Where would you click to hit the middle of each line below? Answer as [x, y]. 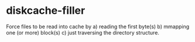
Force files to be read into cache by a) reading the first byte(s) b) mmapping [98, 26]
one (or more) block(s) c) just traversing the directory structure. [83, 32]
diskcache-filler [46, 11]
